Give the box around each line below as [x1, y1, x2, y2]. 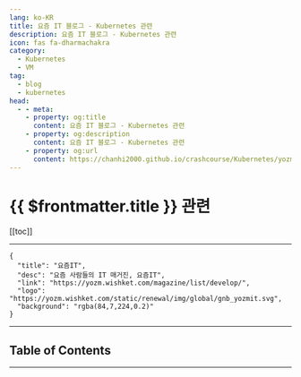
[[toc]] [9, 226, 33, 237]
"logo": [17, 287, 47, 296]
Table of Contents [9, 342, 112, 358]
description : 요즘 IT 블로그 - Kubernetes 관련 [9, 30, 177, 39]
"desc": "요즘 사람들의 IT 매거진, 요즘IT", [17, 270, 166, 280]
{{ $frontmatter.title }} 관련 [9, 196, 211, 216]
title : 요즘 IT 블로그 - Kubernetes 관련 [9, 21, 153, 30]
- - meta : [17, 105, 54, 114]
